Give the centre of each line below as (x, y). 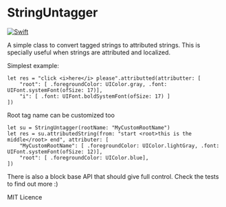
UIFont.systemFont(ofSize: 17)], (55, 90)
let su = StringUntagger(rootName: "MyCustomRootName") (89, 128)
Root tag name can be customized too (61, 115)
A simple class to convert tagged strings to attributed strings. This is (104, 45)
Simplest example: (33, 65)
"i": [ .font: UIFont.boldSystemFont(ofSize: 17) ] (95, 96)
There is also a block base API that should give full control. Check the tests (113, 176)
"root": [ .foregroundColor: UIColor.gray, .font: (93, 84)
